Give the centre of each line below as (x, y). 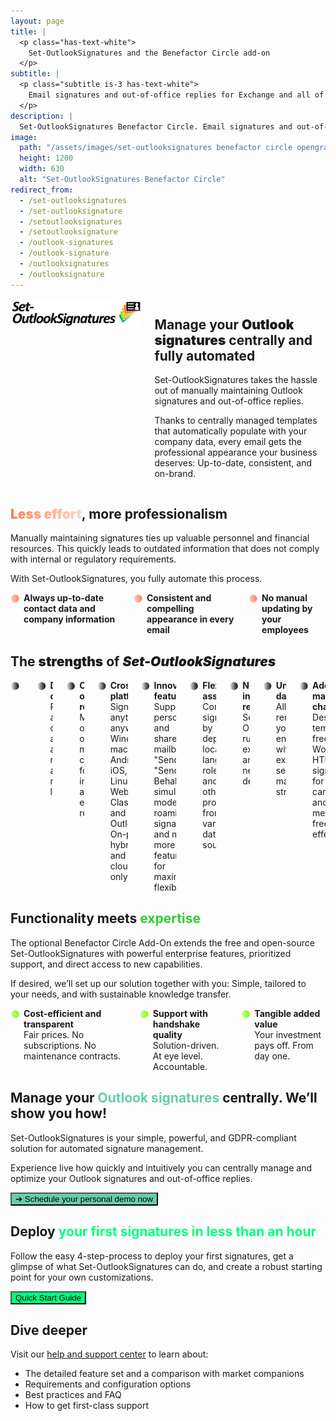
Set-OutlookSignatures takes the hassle (236, 380)
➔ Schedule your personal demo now (84, 1198)
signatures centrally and (233, 340)
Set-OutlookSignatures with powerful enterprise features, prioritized (151, 953)
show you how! (59, 1113)
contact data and (59, 609)
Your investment (288, 1034)
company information (69, 619)
